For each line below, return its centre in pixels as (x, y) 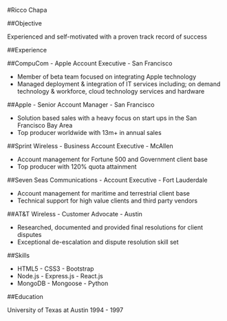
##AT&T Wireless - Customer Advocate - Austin (75, 214)
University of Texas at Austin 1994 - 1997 (65, 310)
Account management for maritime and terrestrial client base (104, 193)
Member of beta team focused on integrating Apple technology (107, 76)
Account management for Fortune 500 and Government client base (112, 159)
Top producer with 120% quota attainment (77, 167)
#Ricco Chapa (27, 10)
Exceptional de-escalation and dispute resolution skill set (98, 242)
